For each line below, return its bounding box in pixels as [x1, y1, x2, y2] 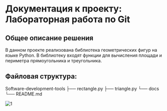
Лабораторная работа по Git [5, 14, 130, 25]
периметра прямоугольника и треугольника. [5, 58, 102, 63]
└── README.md [5, 91, 42, 97]
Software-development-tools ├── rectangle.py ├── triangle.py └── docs [5, 85, 159, 91]
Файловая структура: [5, 72, 77, 81]
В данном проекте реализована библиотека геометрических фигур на [5, 47, 157, 53]
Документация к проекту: [5, 3, 122, 15]
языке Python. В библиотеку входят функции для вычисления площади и [5, 52, 162, 58]
